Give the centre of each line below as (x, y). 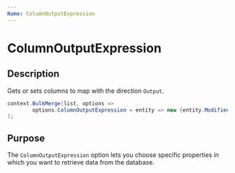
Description (33, 74)
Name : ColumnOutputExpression (51, 14)
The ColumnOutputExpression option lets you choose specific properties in (113, 155)
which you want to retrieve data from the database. (81, 163)
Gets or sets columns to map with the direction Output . (86, 91)
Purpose (26, 138)
